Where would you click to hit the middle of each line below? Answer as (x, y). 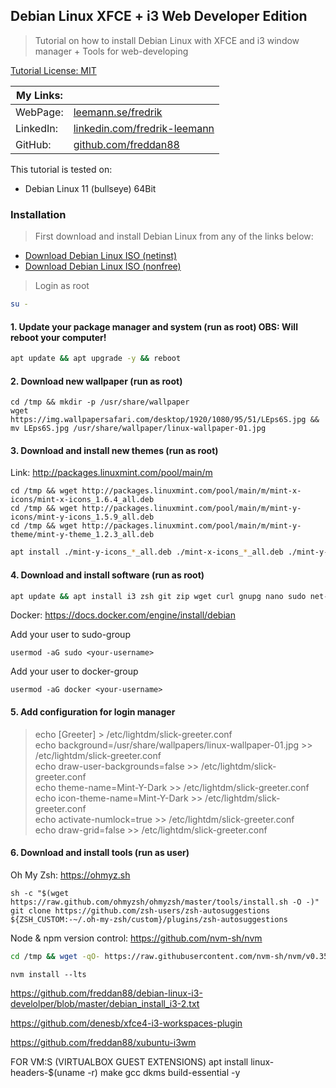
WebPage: (39, 112)
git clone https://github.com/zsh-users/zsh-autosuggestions (140, 910)
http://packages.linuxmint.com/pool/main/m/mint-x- (191, 491)
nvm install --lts (48, 974)
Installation (38, 214)
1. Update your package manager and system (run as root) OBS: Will (154, 326)
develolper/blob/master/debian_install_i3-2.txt (105, 1003)
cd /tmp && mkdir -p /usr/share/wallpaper (100, 402)
